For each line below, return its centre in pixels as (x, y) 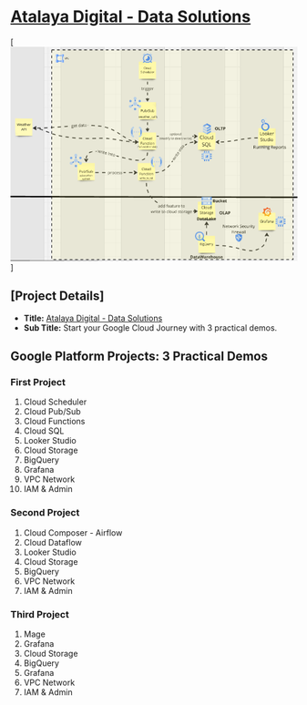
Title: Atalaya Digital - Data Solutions (93, 318)
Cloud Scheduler (55, 402)
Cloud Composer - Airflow (73, 532)
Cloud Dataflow (53, 542)
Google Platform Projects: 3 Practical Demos (139, 357)
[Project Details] (57, 296)
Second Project (45, 513)
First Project (38, 382)
